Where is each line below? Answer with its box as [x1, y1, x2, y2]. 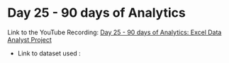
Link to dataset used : [17, 49, 82, 57]
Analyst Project [7, 35, 52, 43]
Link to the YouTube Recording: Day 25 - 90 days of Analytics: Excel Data [7, 28, 222, 36]
